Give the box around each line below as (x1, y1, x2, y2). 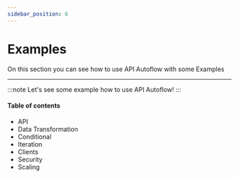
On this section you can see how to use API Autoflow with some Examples (7, 65, 225, 73)
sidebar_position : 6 (7, 10, 69, 18)
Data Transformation (17, 125, 78, 133)
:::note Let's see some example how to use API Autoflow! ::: (7, 85, 181, 93)
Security (17, 155, 43, 164)
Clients (17, 147, 39, 156)
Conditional (17, 132, 52, 141)
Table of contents (7, 101, 60, 110)
